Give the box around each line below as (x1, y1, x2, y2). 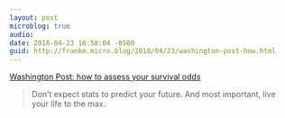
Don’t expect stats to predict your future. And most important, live (31, 89, 277, 100)
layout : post (9, 13, 59, 23)
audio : (9, 30, 34, 39)
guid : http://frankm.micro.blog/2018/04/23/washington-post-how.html (9, 47, 277, 56)
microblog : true (9, 22, 70, 31)
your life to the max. (31, 98, 106, 109)
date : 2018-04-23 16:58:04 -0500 (9, 38, 135, 48)
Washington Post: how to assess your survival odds (9, 71, 201, 82)
